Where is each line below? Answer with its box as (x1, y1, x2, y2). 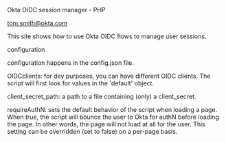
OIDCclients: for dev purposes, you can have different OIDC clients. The (7, 72, 211, 80)
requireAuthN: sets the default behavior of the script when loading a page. (7, 106, 218, 113)
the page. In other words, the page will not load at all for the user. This (7, 120, 206, 128)
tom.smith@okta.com (7, 19, 67, 27)
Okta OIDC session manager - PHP (7, 6, 106, 14)
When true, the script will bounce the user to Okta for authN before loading (7, 113, 220, 121)
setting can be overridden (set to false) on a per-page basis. (7, 128, 178, 135)
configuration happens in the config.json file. (7, 59, 134, 67)
